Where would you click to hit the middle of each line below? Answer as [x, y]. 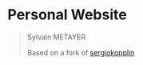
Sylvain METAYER [56, 37]
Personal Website [67, 15]
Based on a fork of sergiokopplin [81, 52]
